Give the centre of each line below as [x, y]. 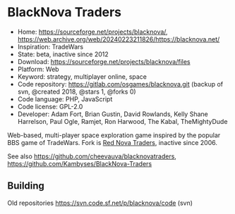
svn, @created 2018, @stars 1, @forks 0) [77, 92]
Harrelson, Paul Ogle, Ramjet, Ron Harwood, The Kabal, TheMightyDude [122, 121]
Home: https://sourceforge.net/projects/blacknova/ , [92, 32]
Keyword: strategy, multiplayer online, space [82, 76]
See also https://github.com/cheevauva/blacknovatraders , [92, 156]
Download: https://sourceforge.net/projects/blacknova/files [104, 61]
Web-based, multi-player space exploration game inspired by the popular [114, 135]
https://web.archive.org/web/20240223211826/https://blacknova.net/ [119, 39]
